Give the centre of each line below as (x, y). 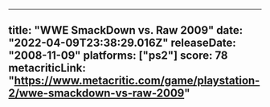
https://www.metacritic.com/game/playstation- (137, 81)
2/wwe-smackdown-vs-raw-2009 (96, 93)
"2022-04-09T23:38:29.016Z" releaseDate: (123, 43)
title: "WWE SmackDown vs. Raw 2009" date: (126, 30)
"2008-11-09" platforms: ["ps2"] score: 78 (118, 56)
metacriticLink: (47, 68)
